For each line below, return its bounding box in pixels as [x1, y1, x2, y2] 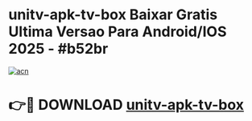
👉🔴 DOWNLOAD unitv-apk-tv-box [8, 96, 244, 114]
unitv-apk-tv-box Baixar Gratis [8, 6, 218, 24]
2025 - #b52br [8, 40, 109, 58]
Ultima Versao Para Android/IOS [8, 22, 227, 41]
